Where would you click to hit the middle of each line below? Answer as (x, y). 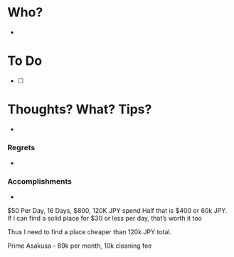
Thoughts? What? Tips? (80, 109)
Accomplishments (40, 182)
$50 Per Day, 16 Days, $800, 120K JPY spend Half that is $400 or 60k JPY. (117, 211)
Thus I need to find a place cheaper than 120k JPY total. (90, 232)
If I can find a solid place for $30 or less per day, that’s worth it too (105, 219)
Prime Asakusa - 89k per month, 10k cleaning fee (80, 246)
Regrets (21, 147)
